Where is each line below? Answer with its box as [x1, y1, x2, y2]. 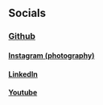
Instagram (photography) [8, 50, 95, 60]
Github [8, 31, 36, 42]
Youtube [8, 88, 38, 98]
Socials [8, 6, 47, 20]
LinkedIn [8, 69, 39, 79]
